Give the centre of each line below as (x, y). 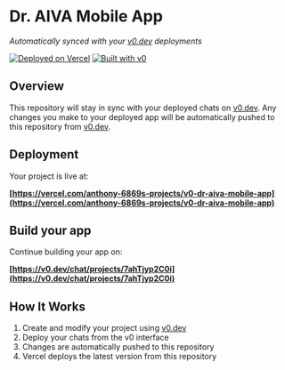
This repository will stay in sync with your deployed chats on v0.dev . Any (143, 108)
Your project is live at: (49, 176)
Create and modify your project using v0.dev (104, 328)
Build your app (50, 230)
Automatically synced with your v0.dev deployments (106, 41)
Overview (37, 86)
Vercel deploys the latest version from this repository (119, 357)
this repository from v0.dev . (60, 126)
